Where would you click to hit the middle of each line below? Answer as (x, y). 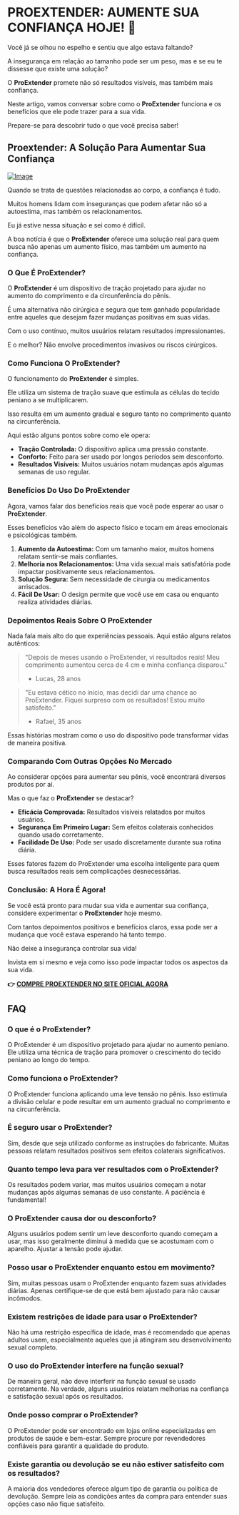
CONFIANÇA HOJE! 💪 (72, 27)
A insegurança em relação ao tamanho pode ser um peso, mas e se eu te (115, 61)
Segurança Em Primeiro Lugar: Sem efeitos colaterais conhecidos (116, 827)
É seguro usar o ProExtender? (60, 1128)
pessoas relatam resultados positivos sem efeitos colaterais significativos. (117, 1151)
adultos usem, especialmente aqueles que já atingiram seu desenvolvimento (119, 1340)
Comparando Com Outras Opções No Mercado (90, 761)
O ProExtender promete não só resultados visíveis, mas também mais (110, 82)
